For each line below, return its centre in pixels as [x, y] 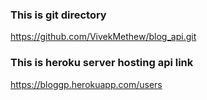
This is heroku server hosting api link [102, 63]
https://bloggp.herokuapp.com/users [86, 84]
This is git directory [58, 15]
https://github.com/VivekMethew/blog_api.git [103, 37]
